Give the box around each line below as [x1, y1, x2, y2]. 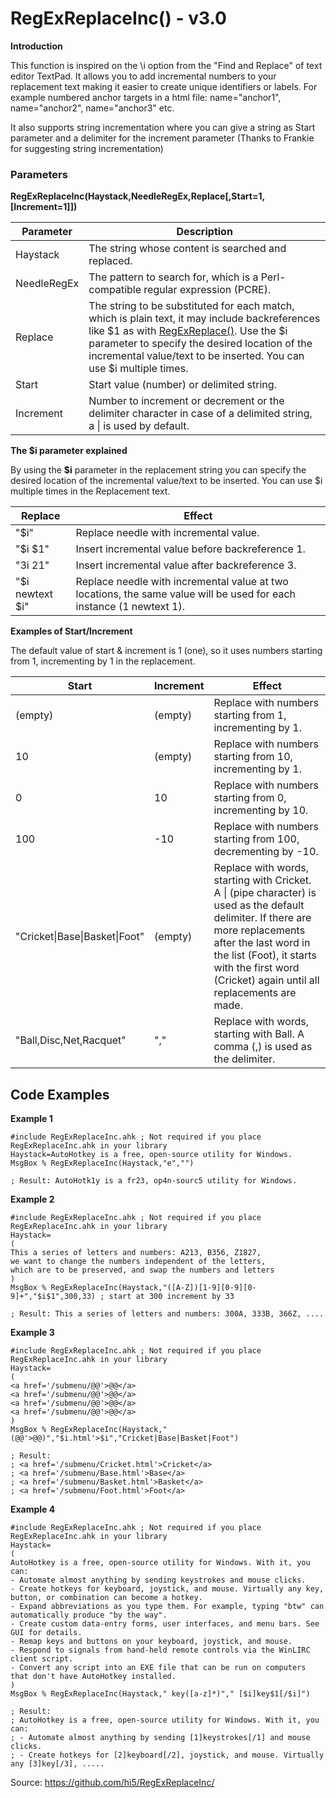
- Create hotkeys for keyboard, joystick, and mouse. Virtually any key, [10, 1584, 325, 1594]
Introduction [10, 40, 63, 52]
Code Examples [10, 1086, 110, 1103]
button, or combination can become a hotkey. [10, 1593, 203, 1603]
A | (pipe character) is [213, 886, 317, 900]
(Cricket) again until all [213, 973, 320, 987]
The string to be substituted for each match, [88, 299, 295, 313]
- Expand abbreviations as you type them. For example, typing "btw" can [10, 1602, 325, 1612]
